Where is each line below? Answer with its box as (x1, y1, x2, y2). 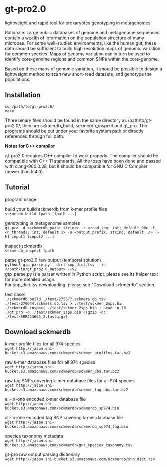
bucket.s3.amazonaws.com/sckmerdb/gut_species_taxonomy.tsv (5, 443, 133, 448)
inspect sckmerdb (5, 243, 42, 249)
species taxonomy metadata (5, 433, 63, 439)
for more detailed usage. (5, 276, 56, 282)
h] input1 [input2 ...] (5, 234, 55, 239)
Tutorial (5, 183, 30, 192)
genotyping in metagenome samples (5, 220, 81, 226)
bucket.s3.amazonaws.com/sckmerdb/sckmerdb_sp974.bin (5, 406, 120, 411)
